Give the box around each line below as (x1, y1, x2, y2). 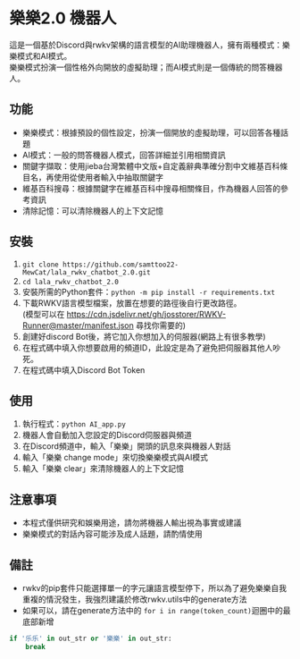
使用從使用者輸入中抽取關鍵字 (53, 172, 163, 182)
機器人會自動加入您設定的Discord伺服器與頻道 (21, 430, 192, 441)
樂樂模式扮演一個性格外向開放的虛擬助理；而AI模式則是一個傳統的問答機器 (9, 62, 283, 72)
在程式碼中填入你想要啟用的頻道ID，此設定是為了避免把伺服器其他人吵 (21, 342, 281, 353)
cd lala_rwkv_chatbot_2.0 (21, 277, 119, 286)
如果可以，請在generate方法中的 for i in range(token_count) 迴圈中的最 (21, 605, 291, 615)
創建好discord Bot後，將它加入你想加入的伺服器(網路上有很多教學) (21, 331, 266, 342)
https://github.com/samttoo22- (62, 260, 179, 269)
